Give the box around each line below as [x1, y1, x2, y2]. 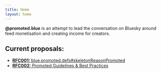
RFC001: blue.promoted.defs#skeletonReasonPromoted [12, 57, 126, 64]
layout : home [5, 12, 32, 17]
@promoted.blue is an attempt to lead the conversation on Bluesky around [5, 25, 157, 31]
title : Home [5, 7, 29, 12]
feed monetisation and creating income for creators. [5, 30, 110, 36]
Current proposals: [5, 45, 65, 53]
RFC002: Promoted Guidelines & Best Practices [12, 63, 109, 69]
